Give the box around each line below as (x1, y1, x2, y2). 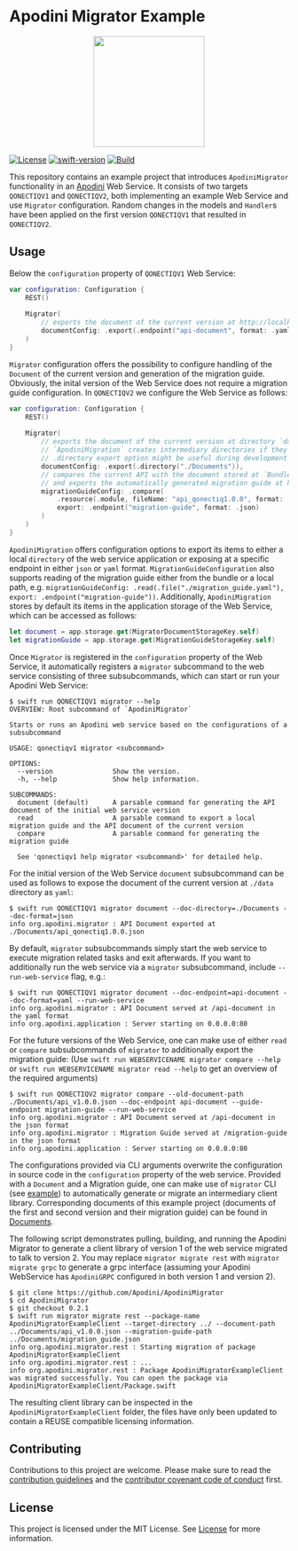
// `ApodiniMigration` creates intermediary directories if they (41, 445, 288, 454)
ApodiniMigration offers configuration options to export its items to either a (9, 544, 284, 555)
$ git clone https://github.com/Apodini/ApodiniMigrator (9, 1288, 224, 1297)
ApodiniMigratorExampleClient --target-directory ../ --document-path (9, 1319, 276, 1328)
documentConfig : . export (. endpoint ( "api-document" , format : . (41, 327, 276, 335)
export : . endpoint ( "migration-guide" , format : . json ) (56, 503, 260, 512)
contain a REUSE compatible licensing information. (9, 1415, 194, 1426)
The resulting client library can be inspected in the (9, 1397, 193, 1407)
